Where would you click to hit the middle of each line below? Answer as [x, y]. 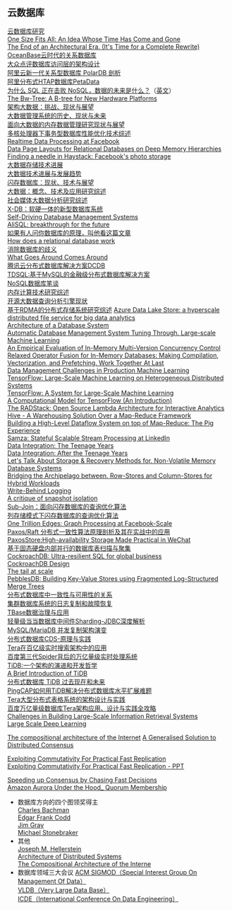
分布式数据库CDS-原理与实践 [49, 638]
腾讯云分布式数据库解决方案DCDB [56, 265]
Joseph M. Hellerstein [49, 848]
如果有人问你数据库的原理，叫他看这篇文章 [69, 233]
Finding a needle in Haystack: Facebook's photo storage [89, 156]
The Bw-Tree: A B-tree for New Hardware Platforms [82, 98]
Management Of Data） [52, 881]
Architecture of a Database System [58, 325]
